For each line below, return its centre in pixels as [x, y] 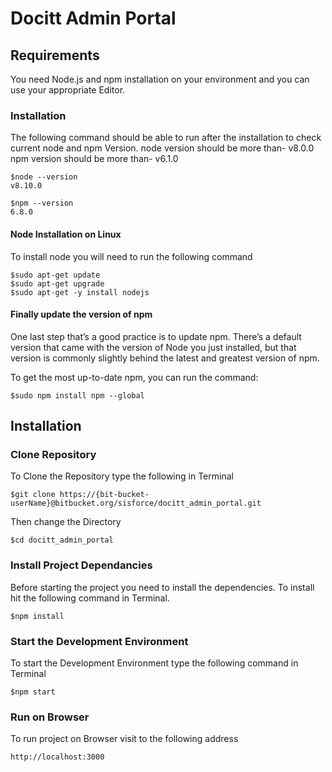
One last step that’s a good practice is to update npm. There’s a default [156, 336]
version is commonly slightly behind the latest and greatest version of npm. [165, 358]
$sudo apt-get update [55, 275]
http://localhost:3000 [57, 757]
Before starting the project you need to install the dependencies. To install [162, 587]
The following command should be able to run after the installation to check [166, 138]
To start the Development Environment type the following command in [154, 663]
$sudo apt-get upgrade [57, 283]
